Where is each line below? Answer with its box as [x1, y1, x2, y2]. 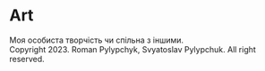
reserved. [9, 53, 45, 64]
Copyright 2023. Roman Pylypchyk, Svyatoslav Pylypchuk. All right [9, 43, 257, 54]
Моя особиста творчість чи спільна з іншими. [9, 35, 184, 45]
